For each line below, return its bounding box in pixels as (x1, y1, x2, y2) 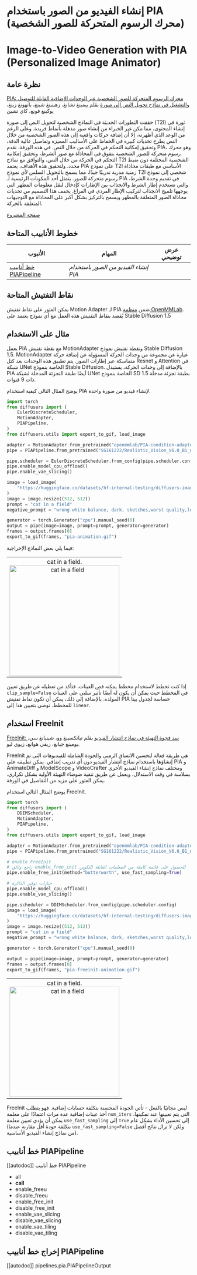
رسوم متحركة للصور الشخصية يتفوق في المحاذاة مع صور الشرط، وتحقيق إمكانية (6, 150, 181, 157)
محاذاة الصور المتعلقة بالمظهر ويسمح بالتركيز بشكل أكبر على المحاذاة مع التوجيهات (6, 194, 186, 201)
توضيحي (161, 253, 182, 261)
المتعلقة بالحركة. (6, 200, 43, 207)
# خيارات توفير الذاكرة (6, 880, 52, 886)
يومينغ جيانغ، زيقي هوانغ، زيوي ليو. (6, 740, 80, 747)
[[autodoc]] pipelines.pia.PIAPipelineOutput (6, 1262, 111, 1269)
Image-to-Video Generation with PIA (6, 43, 188, 57)
